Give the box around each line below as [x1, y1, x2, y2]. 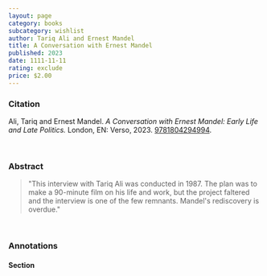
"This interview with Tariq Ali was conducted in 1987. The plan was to [27, 179, 257, 189]
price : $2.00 [8, 72, 52, 80]
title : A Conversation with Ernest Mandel [8, 42, 153, 50]
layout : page [8, 11, 52, 20]
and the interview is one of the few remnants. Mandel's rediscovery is [27, 196, 260, 206]
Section [8, 260, 35, 270]
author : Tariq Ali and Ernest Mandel [8, 34, 135, 43]
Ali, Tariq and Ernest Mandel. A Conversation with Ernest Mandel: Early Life [8, 116, 259, 126]
